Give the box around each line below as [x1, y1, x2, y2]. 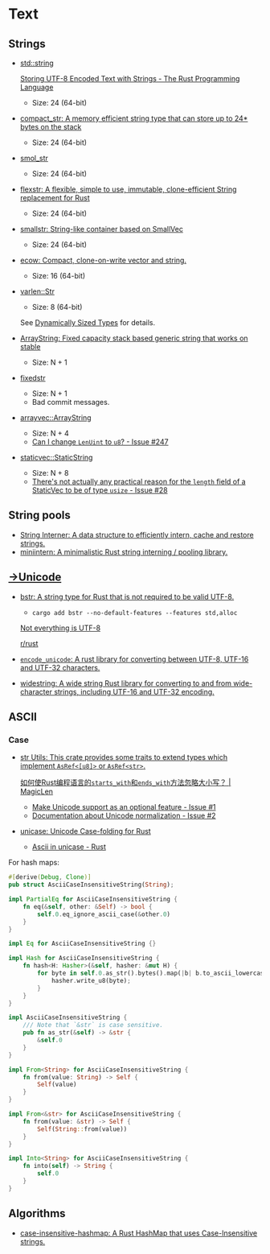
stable [19, 342, 41, 351]
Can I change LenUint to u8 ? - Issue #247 [31, 437, 169, 447]
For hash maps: [8, 858, 60, 868]
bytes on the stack [19, 122, 82, 131]
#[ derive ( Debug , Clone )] [8, 873, 92, 881]
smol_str [19, 154, 48, 163]
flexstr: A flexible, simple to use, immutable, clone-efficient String [19, 184, 237, 194]
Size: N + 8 [31, 468, 69, 477]
